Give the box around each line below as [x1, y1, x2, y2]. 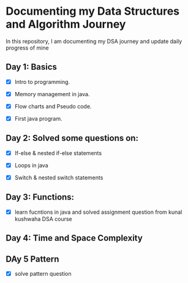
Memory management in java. [14, 90, 90, 97]
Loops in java [14, 161, 48, 169]
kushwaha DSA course [14, 215, 72, 222]
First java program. [14, 115, 62, 122]
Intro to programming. [14, 78, 70, 85]
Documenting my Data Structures [6, 4, 180, 18]
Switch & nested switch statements [14, 173, 103, 181]
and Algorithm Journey [6, 17, 126, 31]
